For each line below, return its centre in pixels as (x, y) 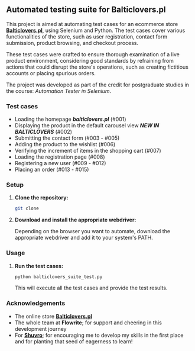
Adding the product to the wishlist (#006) (65, 144)
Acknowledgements (36, 303)
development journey (40, 329)
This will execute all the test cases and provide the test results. (91, 288)
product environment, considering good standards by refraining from (90, 60)
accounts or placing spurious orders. (51, 73)
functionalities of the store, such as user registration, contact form (87, 36)
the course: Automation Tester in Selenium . (59, 91)
